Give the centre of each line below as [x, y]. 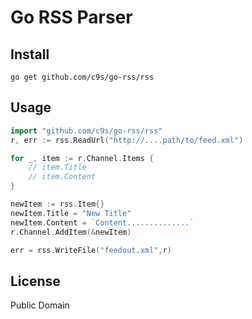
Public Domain [40, 305]
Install [30, 54]
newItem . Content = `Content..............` [102, 222]
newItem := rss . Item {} [57, 204]
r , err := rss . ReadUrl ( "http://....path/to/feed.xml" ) [127, 140]
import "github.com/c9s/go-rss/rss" [86, 131]
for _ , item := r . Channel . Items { [82, 158]
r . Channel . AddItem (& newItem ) [71, 232]
